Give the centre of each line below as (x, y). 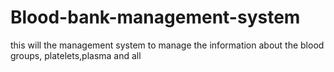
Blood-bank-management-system (155, 17)
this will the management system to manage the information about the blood (167, 45)
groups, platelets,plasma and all (76, 55)
